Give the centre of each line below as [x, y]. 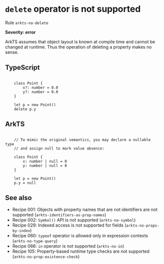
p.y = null [25, 183]
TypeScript [23, 68]
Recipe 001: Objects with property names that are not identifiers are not [85, 209]
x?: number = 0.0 [40, 88]
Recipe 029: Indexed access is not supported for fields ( [69, 225]
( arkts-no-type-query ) [35, 241]
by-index [21, 231]
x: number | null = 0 [45, 161]
